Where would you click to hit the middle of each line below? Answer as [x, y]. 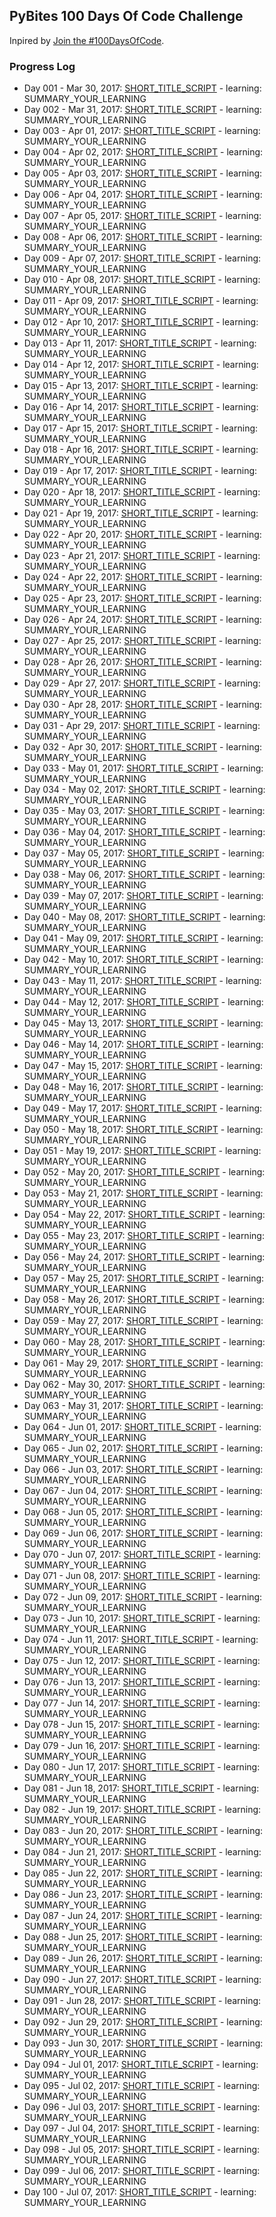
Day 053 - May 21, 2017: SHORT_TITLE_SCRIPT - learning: [143, 1193]
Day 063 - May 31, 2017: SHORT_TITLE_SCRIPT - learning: [143, 1406]
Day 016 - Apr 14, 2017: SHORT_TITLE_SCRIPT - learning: [141, 407]
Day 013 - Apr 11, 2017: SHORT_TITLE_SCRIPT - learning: [140, 343]
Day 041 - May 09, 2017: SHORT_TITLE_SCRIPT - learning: [143, 938]
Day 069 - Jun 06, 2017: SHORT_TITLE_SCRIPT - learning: [143, 1533]
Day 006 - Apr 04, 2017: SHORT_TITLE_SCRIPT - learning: [143, 195]
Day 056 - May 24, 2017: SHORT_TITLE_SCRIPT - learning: [144, 1257]
